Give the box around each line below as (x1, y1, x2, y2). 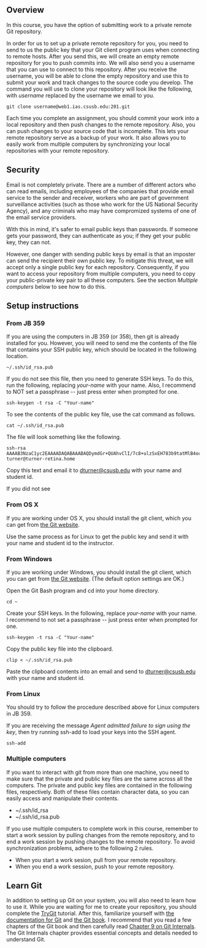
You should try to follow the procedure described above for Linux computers (6, 703, 200, 711)
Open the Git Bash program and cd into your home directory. (6, 587, 159, 594)
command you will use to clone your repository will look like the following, (6, 85, 193, 93)
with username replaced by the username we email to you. (6, 91, 154, 99)
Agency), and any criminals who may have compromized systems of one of (6, 207, 197, 214)
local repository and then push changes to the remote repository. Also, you (6, 121, 196, 128)
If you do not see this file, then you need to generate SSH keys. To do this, (6, 375, 194, 383)
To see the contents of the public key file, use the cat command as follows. (6, 411, 196, 418)
